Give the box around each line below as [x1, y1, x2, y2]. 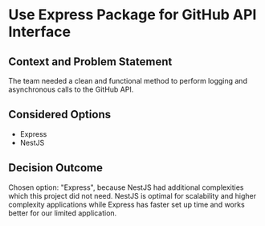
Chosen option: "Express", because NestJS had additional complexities [8, 183, 244, 192]
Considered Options [8, 108, 111, 121]
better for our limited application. [8, 208, 117, 218]
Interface [8, 23, 71, 41]
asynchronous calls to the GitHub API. [8, 84, 134, 94]
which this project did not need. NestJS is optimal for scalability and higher [8, 191, 257, 200]
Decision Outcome [8, 161, 103, 175]
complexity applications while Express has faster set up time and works [8, 199, 245, 209]
